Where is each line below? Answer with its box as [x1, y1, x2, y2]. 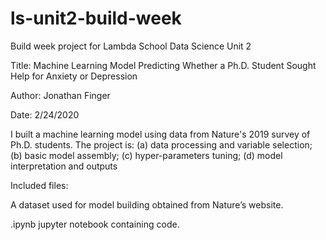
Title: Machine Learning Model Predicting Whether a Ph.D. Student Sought [10, 59, 317, 71]
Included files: [10, 179, 69, 191]
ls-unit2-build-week [10, 7, 182, 30]
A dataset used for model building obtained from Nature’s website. [10, 198, 284, 211]
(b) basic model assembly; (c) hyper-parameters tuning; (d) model [10, 149, 283, 161]
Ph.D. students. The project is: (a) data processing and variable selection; [10, 138, 313, 151]
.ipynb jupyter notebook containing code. [10, 218, 180, 230]
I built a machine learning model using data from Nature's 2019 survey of [10, 128, 311, 140]
